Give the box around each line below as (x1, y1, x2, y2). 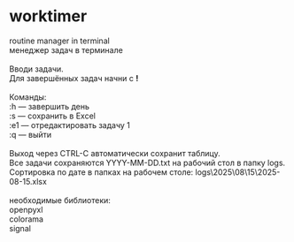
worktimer (9, 6, 88, 26)
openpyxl (9, 204, 43, 215)
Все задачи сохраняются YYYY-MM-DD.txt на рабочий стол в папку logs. (9, 157, 286, 168)
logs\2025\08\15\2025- (195, 166, 281, 178)
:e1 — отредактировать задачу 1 (9, 119, 131, 130)
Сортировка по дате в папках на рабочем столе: (9, 166, 194, 178)
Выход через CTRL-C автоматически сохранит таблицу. (9, 147, 220, 158)
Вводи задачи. (9, 64, 64, 74)
